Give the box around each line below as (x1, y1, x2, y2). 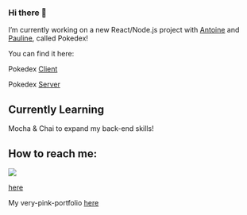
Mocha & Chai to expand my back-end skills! (8, 124, 154, 133)
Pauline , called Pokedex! (8, 33, 89, 43)
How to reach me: (8, 147, 98, 160)
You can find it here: (8, 49, 75, 59)
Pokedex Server (8, 79, 61, 90)
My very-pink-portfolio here (8, 198, 99, 207)
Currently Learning (8, 102, 105, 116)
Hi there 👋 (8, 7, 48, 18)
